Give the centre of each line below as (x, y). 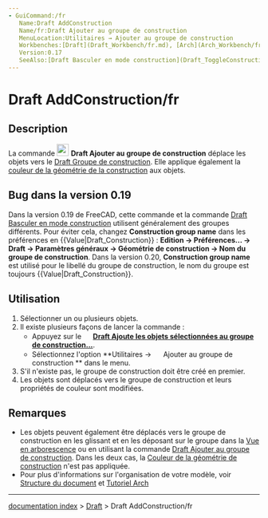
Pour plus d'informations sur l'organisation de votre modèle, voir (125, 475)
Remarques (37, 413)
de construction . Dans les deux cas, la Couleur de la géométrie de (128, 458)
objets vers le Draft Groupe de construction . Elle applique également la (124, 161)
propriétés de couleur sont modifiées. (82, 388)
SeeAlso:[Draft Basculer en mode (74, 61)
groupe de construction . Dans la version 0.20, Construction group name (129, 257)
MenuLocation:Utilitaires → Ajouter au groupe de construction (126, 38)
